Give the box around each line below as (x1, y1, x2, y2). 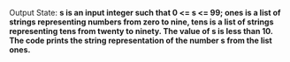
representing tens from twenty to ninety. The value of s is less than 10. (9, 26, 273, 36)
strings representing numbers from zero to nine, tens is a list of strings (9, 17, 274, 27)
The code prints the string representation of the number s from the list (9, 35, 272, 45)
